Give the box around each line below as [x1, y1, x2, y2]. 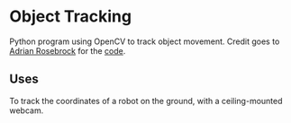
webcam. [9, 105, 44, 116]
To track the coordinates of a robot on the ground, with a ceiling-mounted [9, 95, 283, 106]
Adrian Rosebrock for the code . [9, 45, 126, 56]
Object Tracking [9, 6, 132, 27]
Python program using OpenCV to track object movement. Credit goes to [9, 36, 280, 47]
